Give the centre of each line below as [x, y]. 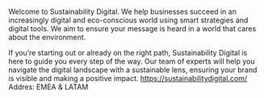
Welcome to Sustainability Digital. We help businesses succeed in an [122, 12]
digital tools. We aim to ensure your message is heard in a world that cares [132, 29]
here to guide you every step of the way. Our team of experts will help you [132, 61]
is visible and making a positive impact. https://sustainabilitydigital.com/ [128, 78]
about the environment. [47, 37]
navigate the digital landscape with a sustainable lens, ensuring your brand [133, 70]
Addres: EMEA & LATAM [48, 87]
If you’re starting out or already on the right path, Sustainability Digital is [128, 53]
